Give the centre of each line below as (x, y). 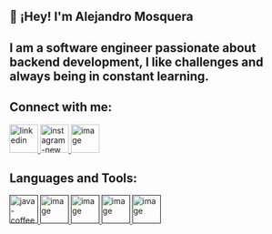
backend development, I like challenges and (136, 61)
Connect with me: (61, 107)
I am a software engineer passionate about (133, 48)
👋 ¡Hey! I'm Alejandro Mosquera (101, 17)
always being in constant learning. (109, 76)
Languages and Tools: (74, 178)
